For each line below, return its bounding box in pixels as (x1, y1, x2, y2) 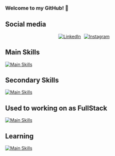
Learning (5, 132, 34, 140)
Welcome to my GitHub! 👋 (5, 5, 69, 12)
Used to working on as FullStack (5, 104, 107, 112)
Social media (5, 20, 46, 29)
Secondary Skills (5, 75, 59, 85)
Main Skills (5, 48, 40, 57)
